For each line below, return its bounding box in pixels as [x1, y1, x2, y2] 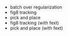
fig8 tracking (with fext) [10, 20, 59, 26]
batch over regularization [10, 4, 62, 10]
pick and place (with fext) [10, 25, 63, 31]
